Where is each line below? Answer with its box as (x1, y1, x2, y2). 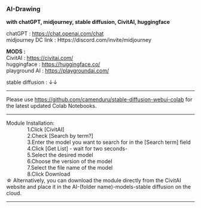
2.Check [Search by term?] (27, 132, 94, 140)
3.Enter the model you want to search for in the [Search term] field (27, 138, 191, 146)
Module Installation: (6, 119, 55, 127)
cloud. (6, 189, 22, 197)
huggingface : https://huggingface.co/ (6, 61, 100, 68)
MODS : (6, 48, 26, 55)
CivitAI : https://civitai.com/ (6, 55, 74, 62)
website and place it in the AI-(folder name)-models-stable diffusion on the (6, 183, 191, 191)
